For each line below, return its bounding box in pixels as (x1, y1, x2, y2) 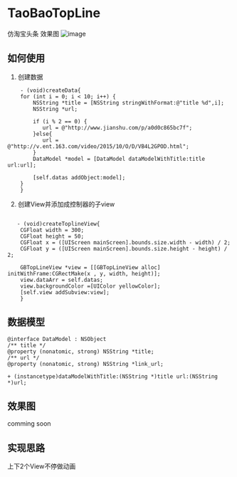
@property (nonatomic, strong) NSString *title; (7, 347, 154, 355)
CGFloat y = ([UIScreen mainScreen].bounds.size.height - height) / (20, 245, 228, 252)
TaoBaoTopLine (7, 5, 101, 21)
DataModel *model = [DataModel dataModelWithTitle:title (33, 155, 205, 162)
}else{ (33, 130, 53, 137)
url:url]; (7, 162, 37, 169)
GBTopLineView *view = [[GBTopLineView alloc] (20, 263, 161, 271)
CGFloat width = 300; (20, 226, 84, 234)
